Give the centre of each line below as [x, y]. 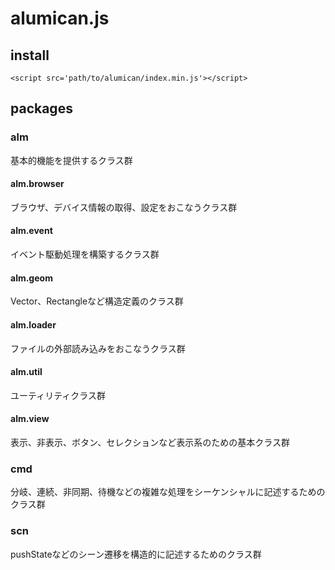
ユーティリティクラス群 [58, 395]
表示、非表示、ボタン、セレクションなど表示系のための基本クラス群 [150, 442]
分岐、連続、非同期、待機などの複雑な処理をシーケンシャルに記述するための [168, 492]
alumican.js [60, 18]
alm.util [26, 372]
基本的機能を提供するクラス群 [71, 160]
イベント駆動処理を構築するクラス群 [85, 254]
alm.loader [33, 324]
